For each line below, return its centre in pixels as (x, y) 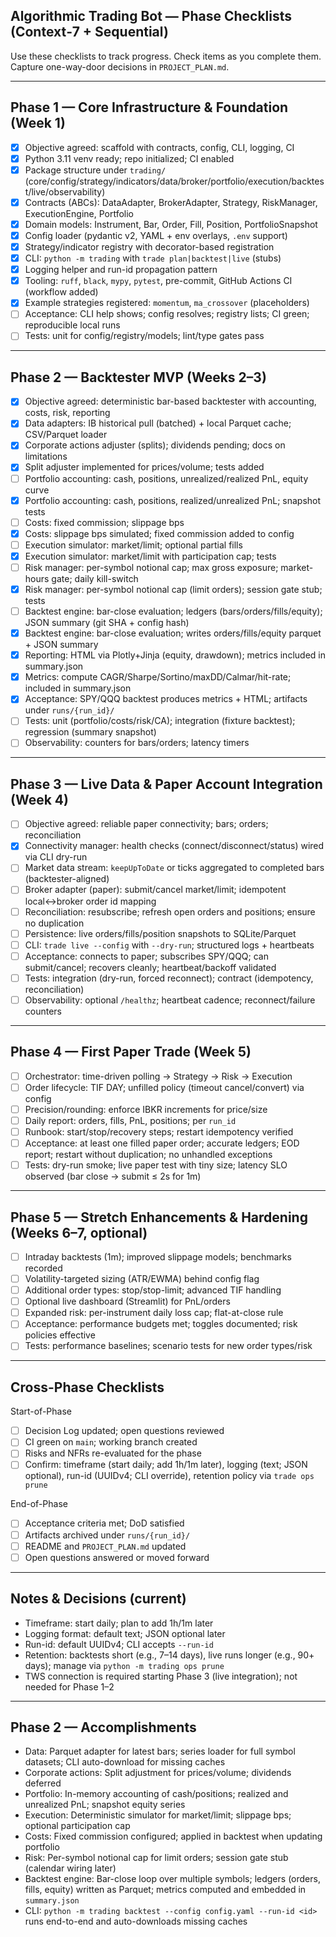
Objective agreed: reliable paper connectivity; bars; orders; (146, 824)
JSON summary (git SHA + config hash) (107, 623)
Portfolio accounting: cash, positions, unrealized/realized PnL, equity (166, 478)
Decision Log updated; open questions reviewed (124, 1431)
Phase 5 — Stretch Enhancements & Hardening (159, 1217)
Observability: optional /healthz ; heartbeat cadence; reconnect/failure (170, 1000)
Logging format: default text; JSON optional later (125, 1633)
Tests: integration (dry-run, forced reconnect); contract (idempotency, (169, 978)
